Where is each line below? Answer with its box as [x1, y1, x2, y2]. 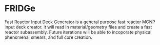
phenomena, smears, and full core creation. [4, 34, 92, 40]
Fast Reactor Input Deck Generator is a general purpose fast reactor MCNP [4, 19, 156, 25]
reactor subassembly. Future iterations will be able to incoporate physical [4, 29, 152, 35]
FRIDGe [4, 3, 36, 14]
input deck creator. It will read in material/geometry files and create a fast [4, 24, 152, 30]
